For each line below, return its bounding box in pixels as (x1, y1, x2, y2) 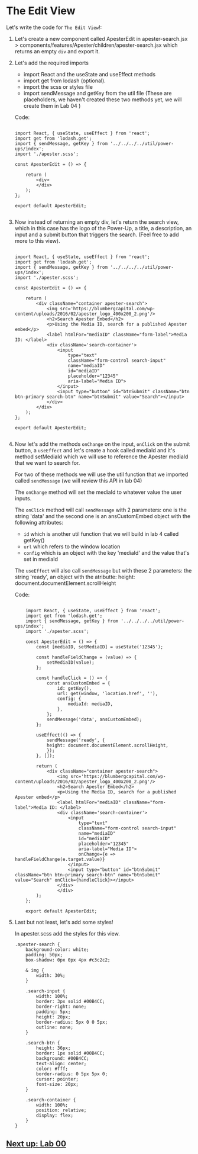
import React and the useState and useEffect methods (23, 70, 155, 78)
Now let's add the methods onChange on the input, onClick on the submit (14, 440, 190, 448)
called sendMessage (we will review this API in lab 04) (14, 477, 142, 484)
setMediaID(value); (46, 659, 95, 666)
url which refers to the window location (23, 543, 121, 550)
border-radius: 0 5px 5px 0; (36, 1071, 108, 1077)
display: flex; (36, 1112, 74, 1118)
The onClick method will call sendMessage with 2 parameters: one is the (14, 506, 187, 513)
